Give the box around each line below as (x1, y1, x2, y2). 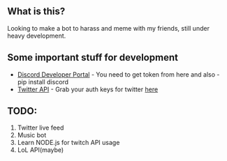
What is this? (7, 6, 66, 17)
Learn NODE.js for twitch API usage (17, 139, 120, 147)
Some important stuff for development (7, 52, 178, 63)
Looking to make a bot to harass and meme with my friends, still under (7, 24, 210, 32)
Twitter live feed (17, 123, 64, 132)
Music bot (17, 131, 47, 139)
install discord (28, 77, 68, 86)
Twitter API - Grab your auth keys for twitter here (17, 85, 159, 93)
